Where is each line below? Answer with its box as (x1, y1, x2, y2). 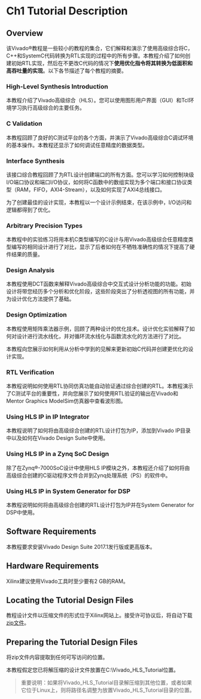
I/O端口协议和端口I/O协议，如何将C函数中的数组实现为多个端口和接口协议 (6, 178, 187, 186)
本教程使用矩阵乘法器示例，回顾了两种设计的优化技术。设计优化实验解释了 (6, 325, 190, 332)
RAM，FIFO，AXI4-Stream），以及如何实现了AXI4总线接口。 (16, 186, 166, 193)
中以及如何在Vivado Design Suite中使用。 (6, 434, 109, 442)
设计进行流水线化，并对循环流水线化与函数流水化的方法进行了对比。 (16, 332, 184, 339)
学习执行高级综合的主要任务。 (11, 104, 85, 111)
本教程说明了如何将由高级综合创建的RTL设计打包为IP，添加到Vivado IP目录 (6, 427, 191, 434)
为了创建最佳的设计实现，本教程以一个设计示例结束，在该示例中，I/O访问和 (6, 199, 192, 206)
